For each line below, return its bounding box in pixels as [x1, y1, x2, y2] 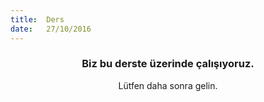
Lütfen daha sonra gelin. [118, 79, 218, 91]
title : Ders [10, 14, 65, 25]
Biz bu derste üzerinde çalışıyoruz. [81, 57, 255, 71]
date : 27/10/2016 [10, 24, 92, 34]
